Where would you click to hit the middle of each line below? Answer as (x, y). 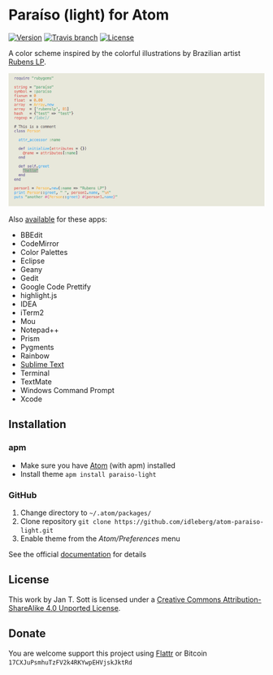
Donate (27, 634)
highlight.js (39, 295)
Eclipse (32, 261)
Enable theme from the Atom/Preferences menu (100, 539)
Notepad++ (39, 330)
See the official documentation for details (78, 554)
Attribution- (242, 599)
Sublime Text (42, 364)
